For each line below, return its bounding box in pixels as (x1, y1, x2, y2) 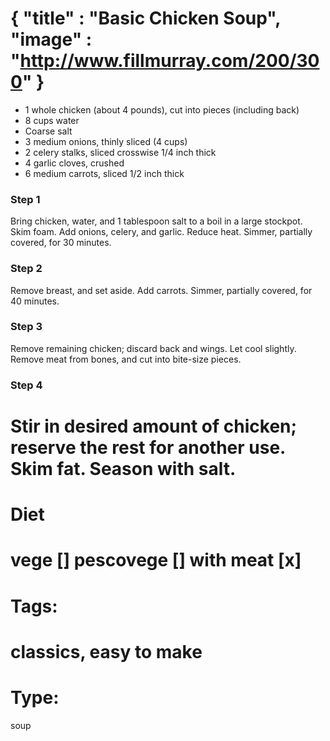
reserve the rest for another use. (10, 436, 286, 459)
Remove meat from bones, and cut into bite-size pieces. (10, 353, 242, 365)
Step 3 (10, 320, 43, 334)
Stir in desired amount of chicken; (10, 415, 298, 437)
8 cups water (24, 114, 80, 126)
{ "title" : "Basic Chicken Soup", (10, 7, 281, 30)
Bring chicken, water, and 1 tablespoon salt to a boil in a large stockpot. (10, 215, 303, 227)
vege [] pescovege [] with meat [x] (10, 549, 302, 572)
